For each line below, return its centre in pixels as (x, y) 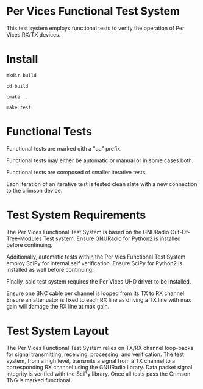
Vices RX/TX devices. (34, 34)
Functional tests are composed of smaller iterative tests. (77, 172)
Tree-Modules (24, 238)
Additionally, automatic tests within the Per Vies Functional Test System (96, 257)
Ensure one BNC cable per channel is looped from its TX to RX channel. (96, 293)
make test (19, 107)
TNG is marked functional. (39, 380)
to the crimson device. (34, 190)
